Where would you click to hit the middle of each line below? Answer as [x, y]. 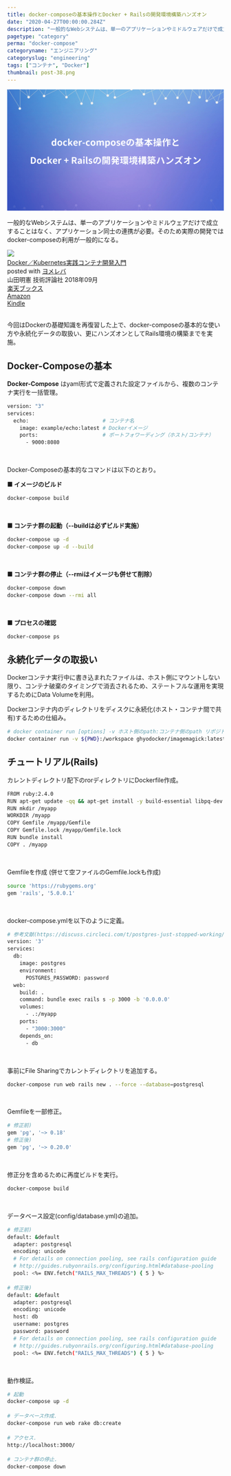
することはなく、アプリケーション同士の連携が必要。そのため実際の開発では [115, 231]
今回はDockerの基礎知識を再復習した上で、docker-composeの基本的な [108, 325]
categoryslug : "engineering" [49, 58]
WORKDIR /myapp [29, 816]
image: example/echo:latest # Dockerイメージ [84, 428]
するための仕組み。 [43, 718]
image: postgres [43, 964]
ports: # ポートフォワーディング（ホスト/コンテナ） [117, 435]
